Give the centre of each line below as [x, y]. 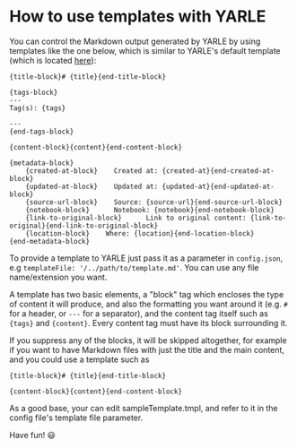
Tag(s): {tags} [38, 108]
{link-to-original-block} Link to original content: [136, 218]
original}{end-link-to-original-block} [84, 226]
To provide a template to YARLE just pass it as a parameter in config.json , [146, 258]
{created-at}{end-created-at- [218, 171]
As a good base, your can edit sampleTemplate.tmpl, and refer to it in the [144, 408]
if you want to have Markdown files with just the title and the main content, [147, 349]
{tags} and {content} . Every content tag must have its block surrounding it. [148, 323]
